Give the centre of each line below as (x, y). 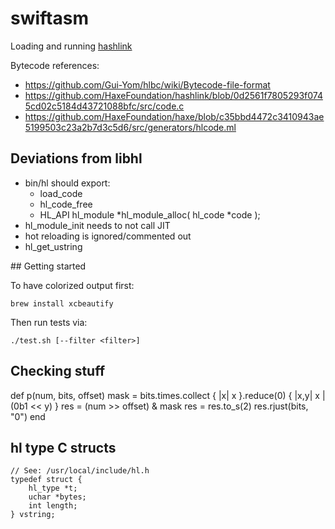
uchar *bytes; (57, 497)
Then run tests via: (49, 322)
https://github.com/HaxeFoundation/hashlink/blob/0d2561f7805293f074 (173, 95)
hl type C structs (63, 447)
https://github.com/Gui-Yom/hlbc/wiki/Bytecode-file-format (147, 84)
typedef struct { (46, 480)
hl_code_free (66, 204)
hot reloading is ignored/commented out (108, 236)
